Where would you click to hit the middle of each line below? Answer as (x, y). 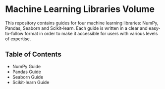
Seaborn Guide (28, 77)
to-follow (14, 33)
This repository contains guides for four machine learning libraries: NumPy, (82, 23)
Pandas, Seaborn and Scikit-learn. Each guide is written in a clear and (76, 28)
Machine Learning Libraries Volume (80, 9)
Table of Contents (33, 54)
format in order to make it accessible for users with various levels (91, 33)
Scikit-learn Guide (31, 82)
